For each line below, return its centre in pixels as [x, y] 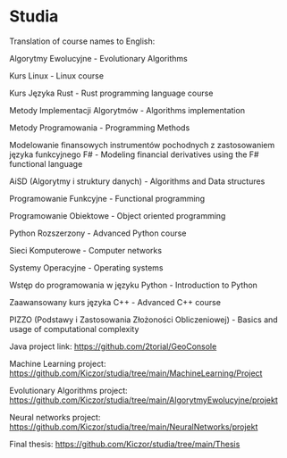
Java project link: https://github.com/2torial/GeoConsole [113, 346]
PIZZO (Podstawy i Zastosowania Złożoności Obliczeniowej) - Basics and [144, 320]
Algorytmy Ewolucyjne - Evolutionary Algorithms [98, 58]
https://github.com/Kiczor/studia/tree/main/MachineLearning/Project [136, 373]
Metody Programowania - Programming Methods [100, 128]
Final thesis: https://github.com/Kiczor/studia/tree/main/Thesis [125, 444]
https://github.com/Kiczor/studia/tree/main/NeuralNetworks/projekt [134, 427]
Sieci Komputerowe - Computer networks [86, 250]
